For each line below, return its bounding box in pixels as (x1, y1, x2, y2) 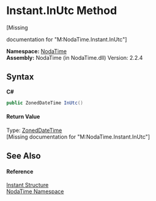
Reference (6, 167, 34, 175)
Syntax (6, 71, 34, 82)
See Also (6, 151, 41, 161)
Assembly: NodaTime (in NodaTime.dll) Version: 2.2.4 (6, 54, 143, 61)
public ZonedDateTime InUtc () (6, 100, 84, 106)
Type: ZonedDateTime (6, 126, 62, 134)
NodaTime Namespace (6, 188, 64, 196)
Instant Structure (6, 181, 49, 189)
